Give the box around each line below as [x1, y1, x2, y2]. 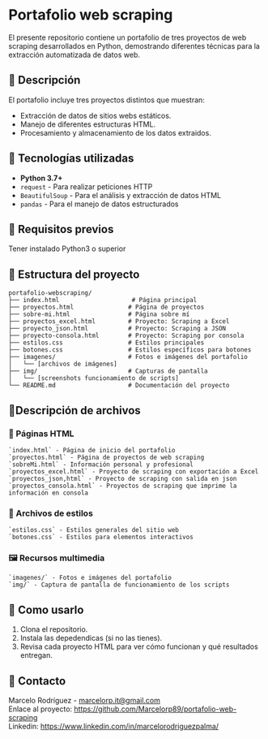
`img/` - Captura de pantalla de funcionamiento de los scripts [8, 581, 230, 590]
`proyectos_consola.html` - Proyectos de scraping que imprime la [8, 482, 237, 490]
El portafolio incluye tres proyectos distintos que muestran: [8, 95, 205, 105]
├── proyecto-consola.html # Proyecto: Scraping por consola [8, 331, 245, 340]
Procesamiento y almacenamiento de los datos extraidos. [19, 127, 212, 137]
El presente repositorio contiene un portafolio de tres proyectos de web [8, 32, 247, 42]
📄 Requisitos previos [8, 222, 114, 236]
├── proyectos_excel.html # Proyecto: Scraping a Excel [8, 318, 230, 326]
